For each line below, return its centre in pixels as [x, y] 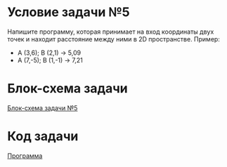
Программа [25, 156]
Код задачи [43, 136]
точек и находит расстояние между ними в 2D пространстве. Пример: [113, 39]
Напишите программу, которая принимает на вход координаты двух [111, 32]
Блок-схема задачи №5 [43, 108]
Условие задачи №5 [69, 12]
